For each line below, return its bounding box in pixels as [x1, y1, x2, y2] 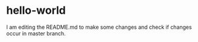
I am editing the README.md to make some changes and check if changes [6, 23, 192, 31]
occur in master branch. [6, 29, 66, 37]
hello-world [6, 4, 66, 17]
